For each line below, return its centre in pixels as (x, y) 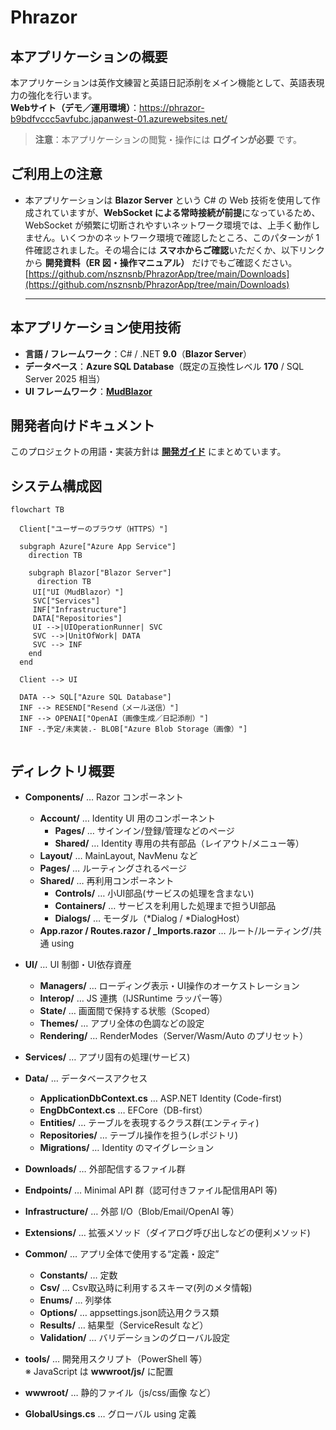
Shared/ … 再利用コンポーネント (107, 881)
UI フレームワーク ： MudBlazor (88, 391)
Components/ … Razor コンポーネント (104, 797)
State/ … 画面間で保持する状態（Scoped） (127, 1011)
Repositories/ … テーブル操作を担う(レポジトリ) (139, 1135)
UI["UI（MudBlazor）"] (78, 592)
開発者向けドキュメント (82, 426)
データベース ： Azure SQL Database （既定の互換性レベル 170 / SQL (164, 366)
